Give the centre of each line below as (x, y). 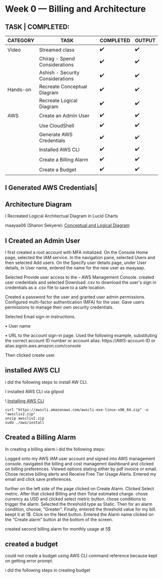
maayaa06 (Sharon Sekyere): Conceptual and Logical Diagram (67, 225)
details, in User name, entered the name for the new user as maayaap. (75, 268)
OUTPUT (145, 41)
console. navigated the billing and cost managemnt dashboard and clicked (79, 463)
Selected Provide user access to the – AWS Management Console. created (80, 277)
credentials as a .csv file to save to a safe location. (55, 288)
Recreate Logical (58, 100)
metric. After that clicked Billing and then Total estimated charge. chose (76, 494)
